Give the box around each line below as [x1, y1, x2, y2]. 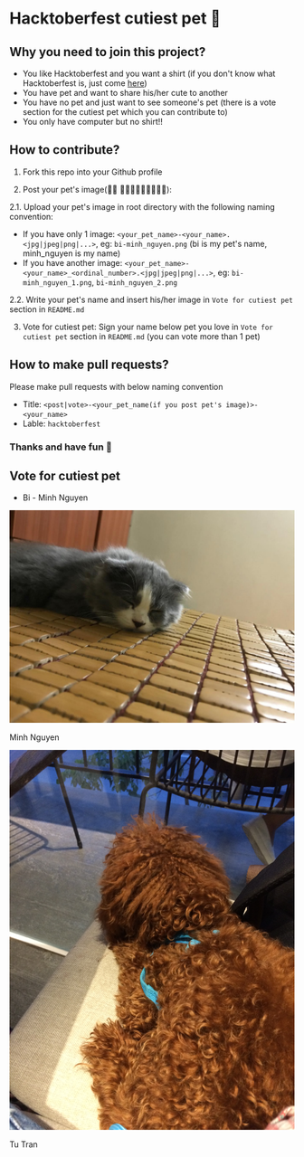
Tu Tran [9, 1139, 38, 1150]
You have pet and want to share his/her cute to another [22, 88, 229, 98]
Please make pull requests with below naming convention [9, 381, 223, 392]
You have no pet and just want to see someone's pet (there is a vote [22, 97, 277, 108]
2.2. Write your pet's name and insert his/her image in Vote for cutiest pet [9, 294, 294, 305]
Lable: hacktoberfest [22, 418, 101, 429]
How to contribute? [9, 142, 120, 157]
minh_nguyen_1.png [22, 278, 92, 288]
